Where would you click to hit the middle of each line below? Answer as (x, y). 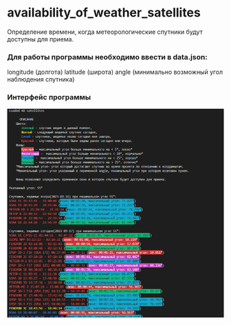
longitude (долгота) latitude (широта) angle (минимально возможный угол (115, 72)
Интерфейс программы (49, 97)
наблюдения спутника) (41, 79)
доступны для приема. (41, 39)
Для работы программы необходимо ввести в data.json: (107, 57)
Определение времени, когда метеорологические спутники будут (105, 32)
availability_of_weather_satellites (104, 13)
